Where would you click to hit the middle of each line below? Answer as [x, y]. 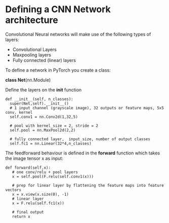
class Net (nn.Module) [28, 80]
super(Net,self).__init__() [39, 103]
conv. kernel [19, 112]
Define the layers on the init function [44, 89]
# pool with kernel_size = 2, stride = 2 [54, 125]
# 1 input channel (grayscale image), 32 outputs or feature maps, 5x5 [87, 108]
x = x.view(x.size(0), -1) [40, 194]
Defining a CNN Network [58, 9]
